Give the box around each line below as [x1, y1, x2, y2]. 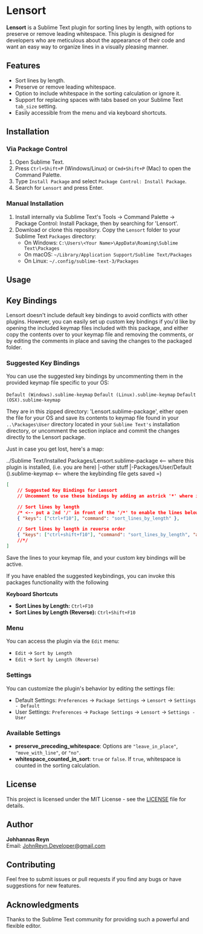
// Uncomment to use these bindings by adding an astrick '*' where [17, 492, 193, 499]
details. [6, 802, 25, 809]
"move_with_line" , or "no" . [14, 748, 81, 756]
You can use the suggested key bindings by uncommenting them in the [6, 372, 183, 380]
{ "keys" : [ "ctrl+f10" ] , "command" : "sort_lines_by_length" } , [17, 515, 180, 522]
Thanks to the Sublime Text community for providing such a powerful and [6, 916, 189, 923]
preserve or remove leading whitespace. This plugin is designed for [6, 30, 175, 37]
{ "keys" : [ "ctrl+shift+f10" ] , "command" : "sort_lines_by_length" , [17, 532, 190, 538]
